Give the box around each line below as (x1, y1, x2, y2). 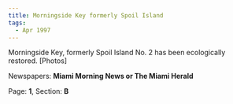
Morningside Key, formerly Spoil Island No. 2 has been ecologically (8, 48, 226, 58)
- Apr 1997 (15, 26, 51, 34)
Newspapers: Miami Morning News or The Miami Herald (8, 72, 194, 81)
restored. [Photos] (8, 56, 68, 65)
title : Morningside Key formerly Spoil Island (8, 11, 164, 20)
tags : (8, 19, 26, 27)
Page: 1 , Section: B (8, 87, 69, 96)
